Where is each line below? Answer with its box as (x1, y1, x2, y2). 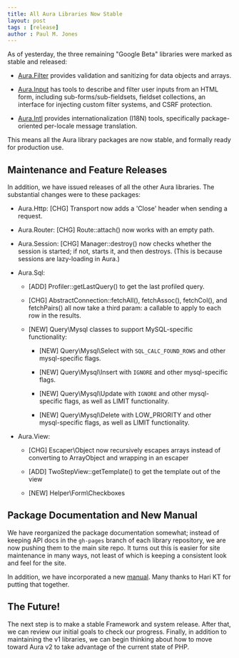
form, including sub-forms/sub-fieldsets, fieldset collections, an (17, 93, 205, 101)
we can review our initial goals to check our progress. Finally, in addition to (7, 627, 227, 636)
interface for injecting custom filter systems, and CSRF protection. (17, 101, 213, 109)
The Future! (7, 601, 61, 613)
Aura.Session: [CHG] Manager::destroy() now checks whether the (17, 240, 212, 248)
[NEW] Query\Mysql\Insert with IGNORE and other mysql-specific (39, 368, 228, 377)
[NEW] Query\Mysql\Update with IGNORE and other (39, 390, 188, 398)
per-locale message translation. (44, 122, 138, 131)
